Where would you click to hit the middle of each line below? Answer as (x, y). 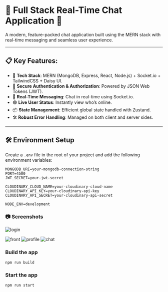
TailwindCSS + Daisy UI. (37, 81)
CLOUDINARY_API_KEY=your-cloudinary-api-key (52, 191)
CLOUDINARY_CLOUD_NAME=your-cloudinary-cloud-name (59, 187)
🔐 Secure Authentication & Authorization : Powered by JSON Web (81, 86)
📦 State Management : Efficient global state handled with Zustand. (81, 110)
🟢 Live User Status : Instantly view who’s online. (62, 102)
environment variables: (29, 160)
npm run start (20, 286)
